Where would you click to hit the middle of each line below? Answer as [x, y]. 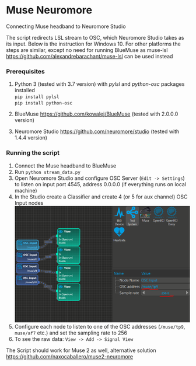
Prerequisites [25, 71]
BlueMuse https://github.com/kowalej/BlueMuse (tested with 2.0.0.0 [96, 114]
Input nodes [29, 203]
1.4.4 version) [31, 138]
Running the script [33, 153]
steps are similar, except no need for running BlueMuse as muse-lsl [87, 50]
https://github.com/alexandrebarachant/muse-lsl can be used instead [90, 56]
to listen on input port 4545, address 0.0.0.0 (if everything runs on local [100, 184]
